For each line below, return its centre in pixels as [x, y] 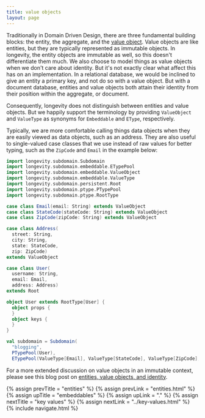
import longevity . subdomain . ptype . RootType [63, 195]
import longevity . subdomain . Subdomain [56, 161]
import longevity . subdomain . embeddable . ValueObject [73, 173]
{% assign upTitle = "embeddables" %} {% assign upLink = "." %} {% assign [102, 395]
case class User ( [28, 268]
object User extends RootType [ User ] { [56, 302]
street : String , [32, 234]
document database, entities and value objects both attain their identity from [103, 87]
